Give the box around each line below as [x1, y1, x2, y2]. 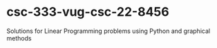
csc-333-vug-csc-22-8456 [6, 4, 170, 20]
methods [6, 34, 32, 42]
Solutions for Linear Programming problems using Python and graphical [6, 27, 211, 35]
